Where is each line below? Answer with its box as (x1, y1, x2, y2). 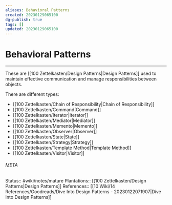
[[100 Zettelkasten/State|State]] (12, 134, 79, 140)
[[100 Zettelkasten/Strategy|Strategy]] (12, 139, 94, 146)
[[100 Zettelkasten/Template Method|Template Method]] (12, 145, 132, 151)
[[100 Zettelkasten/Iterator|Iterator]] (12, 112, 89, 118)
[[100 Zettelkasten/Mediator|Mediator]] (12, 117, 96, 124)
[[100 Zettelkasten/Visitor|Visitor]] (12, 150, 84, 156)
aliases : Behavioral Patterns (5, 7, 70, 13)
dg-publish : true (5, 17, 42, 22)
